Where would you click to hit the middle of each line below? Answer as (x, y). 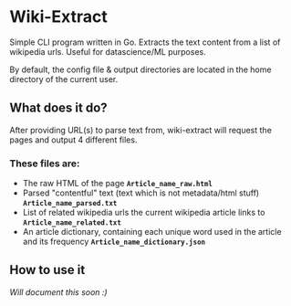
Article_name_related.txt (72, 223)
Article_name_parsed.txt (70, 204)
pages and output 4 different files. (73, 140)
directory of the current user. (64, 79)
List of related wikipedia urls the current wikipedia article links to (144, 213)
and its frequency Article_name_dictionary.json (114, 242)
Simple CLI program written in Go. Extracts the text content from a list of (145, 42)
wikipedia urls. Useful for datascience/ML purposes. (108, 51)
